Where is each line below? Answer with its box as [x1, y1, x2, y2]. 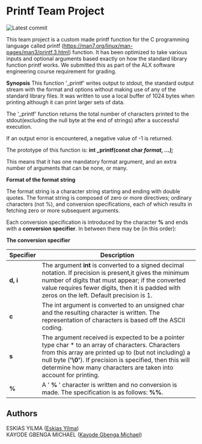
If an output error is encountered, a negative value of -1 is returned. [6, 134, 173, 142]
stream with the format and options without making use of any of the [6, 85, 176, 93]
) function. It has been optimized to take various [69, 48, 188, 55]
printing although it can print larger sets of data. [6, 98, 125, 106]
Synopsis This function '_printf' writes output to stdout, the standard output [6, 79, 194, 87]
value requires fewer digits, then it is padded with [41, 283, 181, 292]
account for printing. [41, 371, 100, 379]
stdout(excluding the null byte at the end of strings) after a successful [6, 116, 179, 124]
